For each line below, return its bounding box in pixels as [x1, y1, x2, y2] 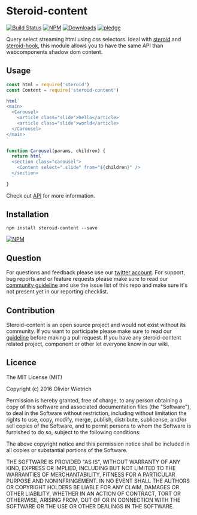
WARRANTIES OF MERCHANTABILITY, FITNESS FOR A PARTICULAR [6, 471, 175, 478]
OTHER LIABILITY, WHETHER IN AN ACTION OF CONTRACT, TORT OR [6, 490, 181, 497]
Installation [6, 210, 49, 220]
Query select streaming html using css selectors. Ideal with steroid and [6, 35, 181, 43]
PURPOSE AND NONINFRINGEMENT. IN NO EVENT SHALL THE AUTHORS [6, 477, 190, 484]
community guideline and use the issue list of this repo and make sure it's [6, 281, 188, 289]
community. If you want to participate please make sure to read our [6, 328, 172, 335]
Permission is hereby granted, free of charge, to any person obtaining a [6, 396, 183, 404]
